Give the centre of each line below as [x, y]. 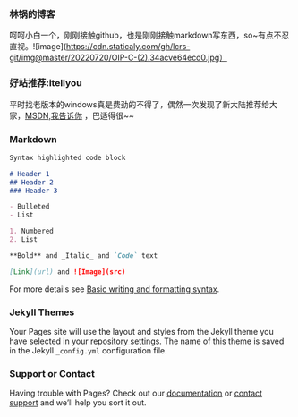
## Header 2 [31, 182]
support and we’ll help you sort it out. [78, 403]
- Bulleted [30, 207]
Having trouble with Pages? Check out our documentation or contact [136, 393]
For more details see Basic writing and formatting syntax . [115, 289]
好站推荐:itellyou [46, 83]
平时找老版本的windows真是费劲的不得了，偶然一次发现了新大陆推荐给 [140, 104]
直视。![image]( [38, 47]
